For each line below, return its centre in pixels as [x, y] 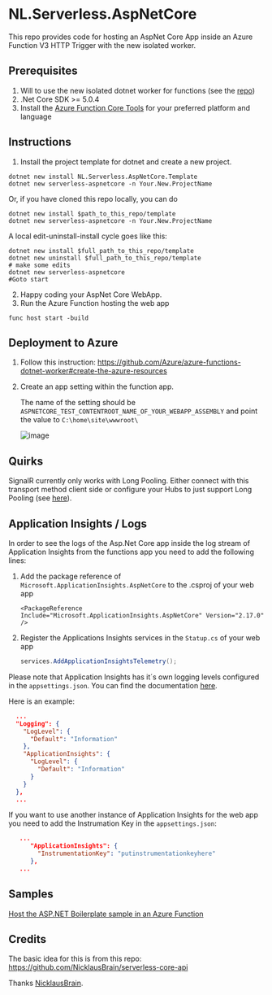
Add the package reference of [71, 576]
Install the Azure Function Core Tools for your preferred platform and [135, 107]
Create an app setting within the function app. [97, 386]
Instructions [40, 142]
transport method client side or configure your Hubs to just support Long [130, 490]
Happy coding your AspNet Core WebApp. [91, 295]
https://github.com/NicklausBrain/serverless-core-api [98, 967]
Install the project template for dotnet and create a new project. [126, 161]
